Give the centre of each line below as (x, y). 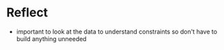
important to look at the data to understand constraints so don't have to (117, 32)
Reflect (27, 13)
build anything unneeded (51, 38)
